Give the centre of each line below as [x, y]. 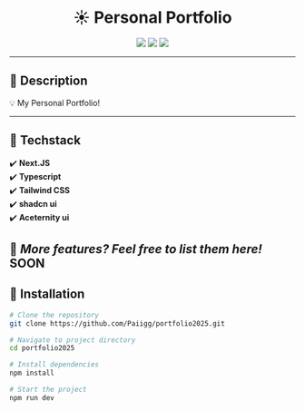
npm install [32, 373]
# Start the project [49, 390]
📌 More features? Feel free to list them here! [136, 249]
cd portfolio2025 [42, 348]
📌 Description [49, 81]
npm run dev [32, 397]
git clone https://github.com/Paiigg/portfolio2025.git [117, 323]
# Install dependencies [54, 365]
